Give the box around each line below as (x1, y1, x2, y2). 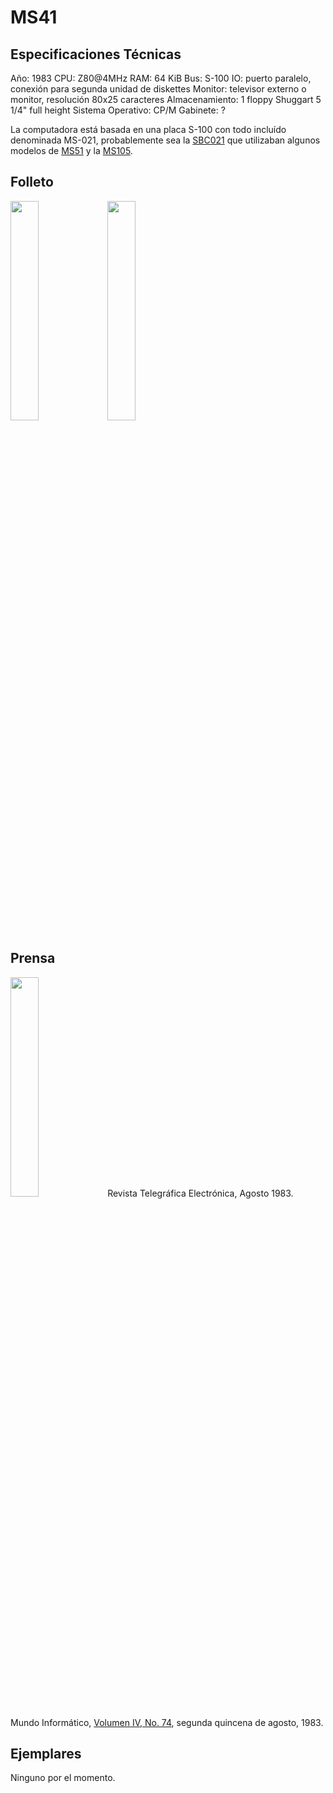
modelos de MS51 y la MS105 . (10, 145, 133, 156)
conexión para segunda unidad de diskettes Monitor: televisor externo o (10, 83, 307, 95)
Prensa (10, 950, 56, 967)
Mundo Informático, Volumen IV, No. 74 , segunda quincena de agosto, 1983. (10, 1716, 324, 1728)
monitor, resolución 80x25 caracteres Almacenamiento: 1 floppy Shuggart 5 (10, 94, 322, 105)
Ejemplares (10, 1746, 82, 1763)
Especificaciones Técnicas (10, 46, 182, 63)
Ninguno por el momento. (10, 1772, 116, 1784)
